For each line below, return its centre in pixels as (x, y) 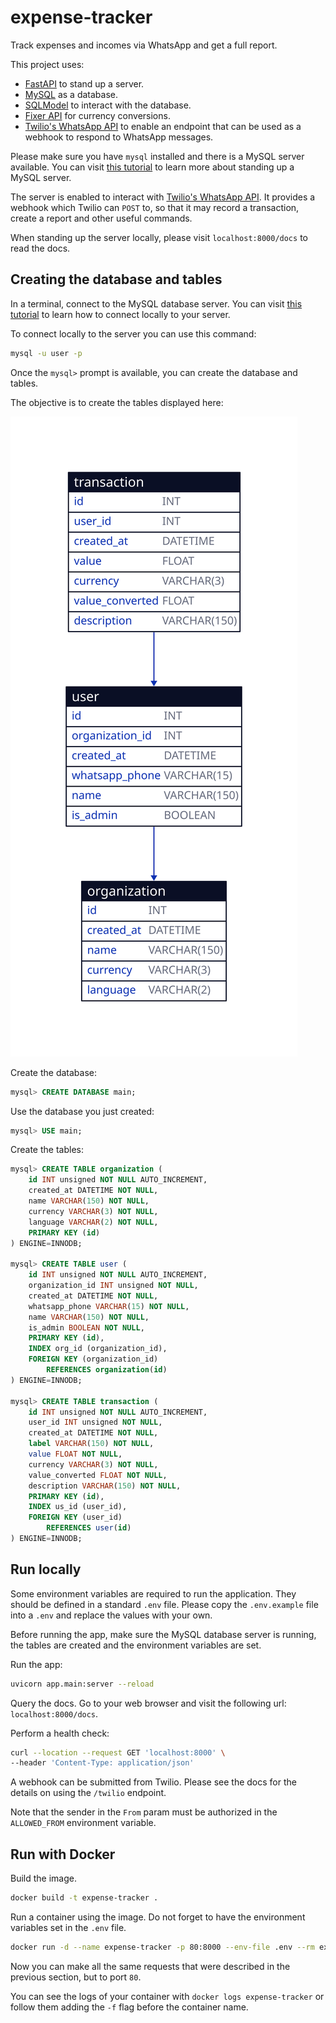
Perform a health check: (60, 1733)
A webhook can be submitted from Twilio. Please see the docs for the (153, 1782)
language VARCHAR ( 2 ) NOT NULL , (93, 1222)
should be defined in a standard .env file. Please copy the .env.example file (164, 1604)
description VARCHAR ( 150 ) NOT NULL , (105, 1486)
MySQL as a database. (71, 94)
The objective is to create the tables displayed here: (117, 402)
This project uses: (47, 64)
